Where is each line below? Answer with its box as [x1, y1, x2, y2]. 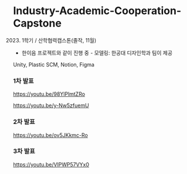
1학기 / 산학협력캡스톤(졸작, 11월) [21, 36, 97, 43]
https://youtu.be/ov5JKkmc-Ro [13, 131, 88, 139]
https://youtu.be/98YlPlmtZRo [13, 91, 85, 98]
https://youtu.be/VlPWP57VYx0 [13, 160, 90, 168]
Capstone [13, 16, 62, 30]
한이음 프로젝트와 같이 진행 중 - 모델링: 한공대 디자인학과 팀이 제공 [21, 49, 173, 56]
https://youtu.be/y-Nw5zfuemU [13, 102, 89, 109]
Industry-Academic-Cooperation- [13, 4, 182, 18]
